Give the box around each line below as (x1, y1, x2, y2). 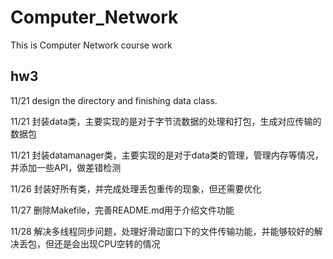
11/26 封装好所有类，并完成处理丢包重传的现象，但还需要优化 (10, 182, 262, 195)
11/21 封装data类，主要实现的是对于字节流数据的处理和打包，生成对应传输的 (10, 115, 322, 127)
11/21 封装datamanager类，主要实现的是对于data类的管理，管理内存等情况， (10, 149, 324, 161)
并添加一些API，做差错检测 (10, 161, 122, 173)
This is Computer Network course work (10, 39, 173, 51)
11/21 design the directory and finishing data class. (10, 94, 218, 106)
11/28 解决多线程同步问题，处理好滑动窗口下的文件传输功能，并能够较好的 (10, 225, 315, 237)
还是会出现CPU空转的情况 (53, 237, 161, 250)
